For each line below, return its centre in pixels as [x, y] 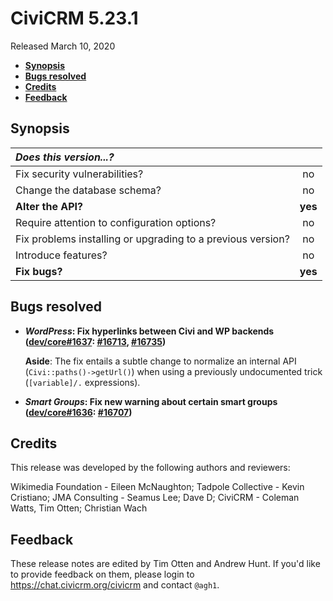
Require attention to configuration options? [116, 222]
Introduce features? [61, 255]
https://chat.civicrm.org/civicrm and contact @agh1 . [115, 585]
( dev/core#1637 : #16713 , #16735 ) [95, 341]
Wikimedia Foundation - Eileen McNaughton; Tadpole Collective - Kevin [157, 487]
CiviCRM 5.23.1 [74, 18]
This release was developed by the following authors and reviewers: [150, 468]
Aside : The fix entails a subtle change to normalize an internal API [160, 361]
